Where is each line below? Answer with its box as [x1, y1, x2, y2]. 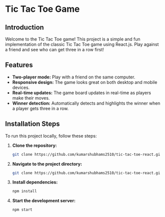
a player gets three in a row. [12, 105, 69, 111]
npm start [12, 207, 33, 213]
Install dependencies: [12, 179, 58, 185]
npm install [12, 189, 37, 194]
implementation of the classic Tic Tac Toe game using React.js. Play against [5, 41, 159, 47]
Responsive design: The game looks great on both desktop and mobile [12, 79, 158, 85]
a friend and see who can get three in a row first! [5, 47, 104, 52]
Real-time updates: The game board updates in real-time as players [12, 90, 151, 96]
